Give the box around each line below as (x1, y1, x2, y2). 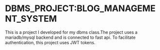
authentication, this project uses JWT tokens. (5, 39, 96, 45)
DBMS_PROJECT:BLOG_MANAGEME (5, 3, 156, 14)
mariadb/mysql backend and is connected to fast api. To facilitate (5, 34, 136, 40)
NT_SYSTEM (5, 13, 57, 24)
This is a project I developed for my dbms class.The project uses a (5, 29, 138, 35)
